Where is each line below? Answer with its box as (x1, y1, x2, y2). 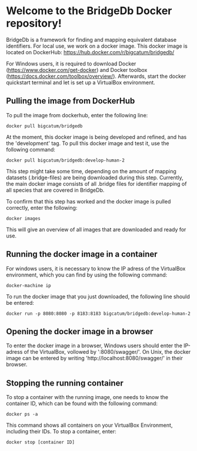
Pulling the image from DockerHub (6, 96, 135, 106)
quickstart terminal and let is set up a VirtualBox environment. (6, 78, 156, 86)
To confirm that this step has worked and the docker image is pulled (6, 197, 171, 205)
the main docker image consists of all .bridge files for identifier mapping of (6, 180, 187, 187)
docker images (6, 215, 41, 222)
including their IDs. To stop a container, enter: (6, 428, 116, 435)
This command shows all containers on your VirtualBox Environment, (6, 422, 173, 429)
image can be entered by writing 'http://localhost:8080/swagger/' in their (6, 355, 183, 362)
